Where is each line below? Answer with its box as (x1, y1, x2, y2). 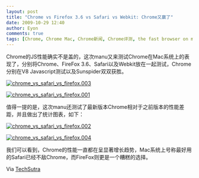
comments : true (6, 31, 44, 37)
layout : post (6, 8, 38, 15)
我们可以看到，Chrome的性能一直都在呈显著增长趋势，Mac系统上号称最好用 (6, 146, 192, 153)
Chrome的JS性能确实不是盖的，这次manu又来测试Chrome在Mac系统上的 (6, 53, 185, 60)
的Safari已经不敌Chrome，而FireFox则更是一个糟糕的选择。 (6, 154, 152, 160)
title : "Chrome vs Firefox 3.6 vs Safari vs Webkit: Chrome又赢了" (6, 14, 174, 20)
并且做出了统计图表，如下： (16, 111, 84, 118)
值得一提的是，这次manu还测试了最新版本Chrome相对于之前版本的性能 (6, 103, 179, 110)
